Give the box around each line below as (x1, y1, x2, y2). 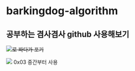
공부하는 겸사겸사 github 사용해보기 (6, 29, 130, 39)
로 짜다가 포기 (12, 46, 44, 53)
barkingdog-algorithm (6, 4, 118, 18)
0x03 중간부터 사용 (13, 59, 58, 66)
